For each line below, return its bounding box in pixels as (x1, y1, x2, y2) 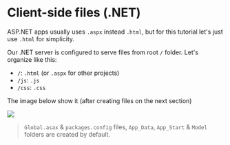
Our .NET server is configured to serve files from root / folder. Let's (7, 48, 198, 56)
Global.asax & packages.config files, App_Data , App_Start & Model (23, 122, 208, 131)
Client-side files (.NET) (7, 5, 141, 21)
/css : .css (17, 83, 46, 91)
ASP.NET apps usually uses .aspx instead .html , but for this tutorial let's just (7, 27, 224, 36)
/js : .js (17, 76, 40, 84)
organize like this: (7, 55, 57, 63)
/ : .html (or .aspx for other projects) (17, 69, 120, 77)
